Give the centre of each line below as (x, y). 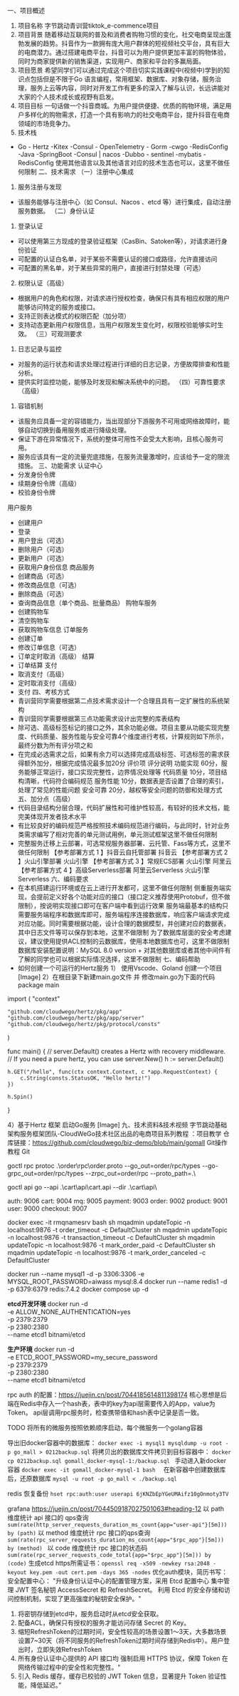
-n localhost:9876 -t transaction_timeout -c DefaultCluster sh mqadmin (111, 1237)
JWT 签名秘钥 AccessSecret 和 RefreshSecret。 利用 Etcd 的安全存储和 (120, 1590)
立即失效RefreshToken (69, 1649)
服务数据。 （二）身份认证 (56, 211)
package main (38, 985)
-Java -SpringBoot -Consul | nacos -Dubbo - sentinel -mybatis (110, 154)
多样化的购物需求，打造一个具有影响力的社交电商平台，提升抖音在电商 (127, 115)
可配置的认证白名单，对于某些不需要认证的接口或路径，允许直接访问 (117, 259)
